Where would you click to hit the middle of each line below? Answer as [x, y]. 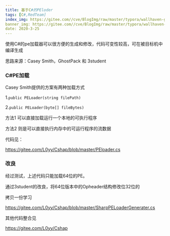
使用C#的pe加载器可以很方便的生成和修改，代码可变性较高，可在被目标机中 [84, 44]
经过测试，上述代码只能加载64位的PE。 [46, 176]
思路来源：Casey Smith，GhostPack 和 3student [56, 61]
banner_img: [18, 24]
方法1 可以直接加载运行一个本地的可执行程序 [51, 118]
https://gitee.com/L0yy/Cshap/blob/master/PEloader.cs [63, 150]
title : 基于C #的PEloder [29, 10]
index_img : [17, 19]
